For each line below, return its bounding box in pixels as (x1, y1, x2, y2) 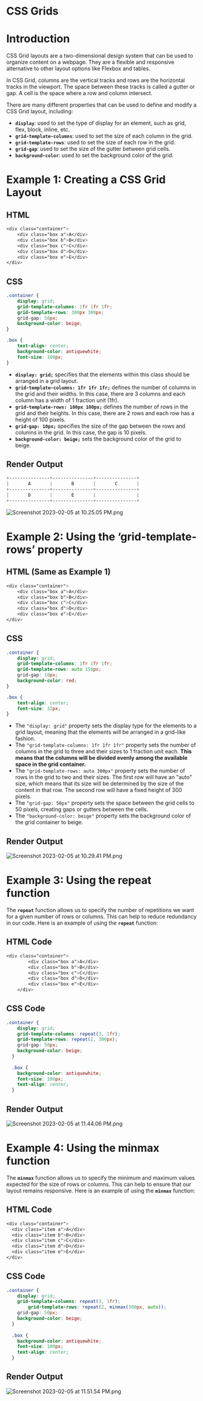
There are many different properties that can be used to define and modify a (6, 101, 197, 108)
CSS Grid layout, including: (6, 108, 73, 115)
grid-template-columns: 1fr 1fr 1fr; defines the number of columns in (15, 384, 196, 391)
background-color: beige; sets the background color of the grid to (15, 435, 182, 442)
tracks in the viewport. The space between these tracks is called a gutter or (6, 83, 195, 90)
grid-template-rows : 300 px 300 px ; (17, 309, 104, 316)
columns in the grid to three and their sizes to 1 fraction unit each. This (15, 748, 192, 755)
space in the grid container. (15, 760, 86, 768)
